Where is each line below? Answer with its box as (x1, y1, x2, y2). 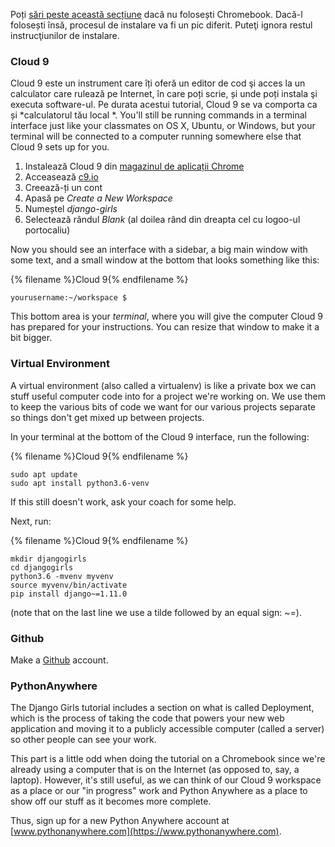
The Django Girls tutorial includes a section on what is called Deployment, (10, 702, 315, 714)
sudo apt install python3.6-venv (10, 478, 150, 488)
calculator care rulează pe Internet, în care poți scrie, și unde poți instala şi (10, 88, 318, 100)
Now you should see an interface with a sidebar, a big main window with (10, 244, 308, 256)
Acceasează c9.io (24, 171, 99, 183)
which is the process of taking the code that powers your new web (10, 712, 285, 724)
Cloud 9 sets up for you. (10, 141, 110, 153)
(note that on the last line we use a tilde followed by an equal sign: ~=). (10, 606, 302, 618)
